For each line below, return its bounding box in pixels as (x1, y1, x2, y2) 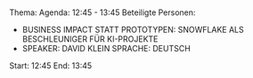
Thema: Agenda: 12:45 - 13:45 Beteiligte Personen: (9, 7, 196, 18)
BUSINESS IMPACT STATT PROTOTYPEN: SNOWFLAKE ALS (21, 25, 244, 35)
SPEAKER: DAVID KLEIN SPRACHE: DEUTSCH (21, 43, 192, 54)
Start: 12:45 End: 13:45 (9, 60, 93, 71)
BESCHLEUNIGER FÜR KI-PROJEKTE (21, 34, 159, 44)
